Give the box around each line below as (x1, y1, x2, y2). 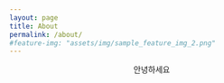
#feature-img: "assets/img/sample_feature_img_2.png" (9, 38, 217, 48)
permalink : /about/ (9, 30, 83, 39)
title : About (9, 22, 59, 31)
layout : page (9, 13, 59, 23)
